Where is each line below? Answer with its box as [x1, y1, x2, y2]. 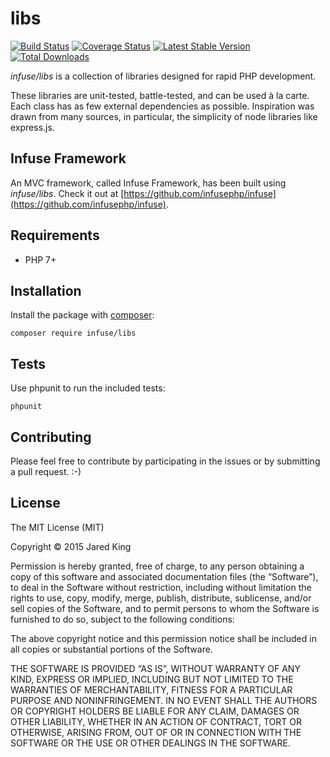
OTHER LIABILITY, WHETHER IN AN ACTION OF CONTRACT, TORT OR [10, 715, 302, 727]
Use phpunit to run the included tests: [10, 382, 166, 394]
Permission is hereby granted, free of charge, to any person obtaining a [10, 560, 305, 572]
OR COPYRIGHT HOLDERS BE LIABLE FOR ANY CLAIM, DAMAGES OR [10, 705, 300, 717]
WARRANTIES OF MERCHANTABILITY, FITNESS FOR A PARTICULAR [10, 683, 293, 696]
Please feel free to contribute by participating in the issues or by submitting [10, 455, 321, 467]
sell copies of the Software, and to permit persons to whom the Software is [10, 602, 320, 614]
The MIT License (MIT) [10, 521, 105, 533]
